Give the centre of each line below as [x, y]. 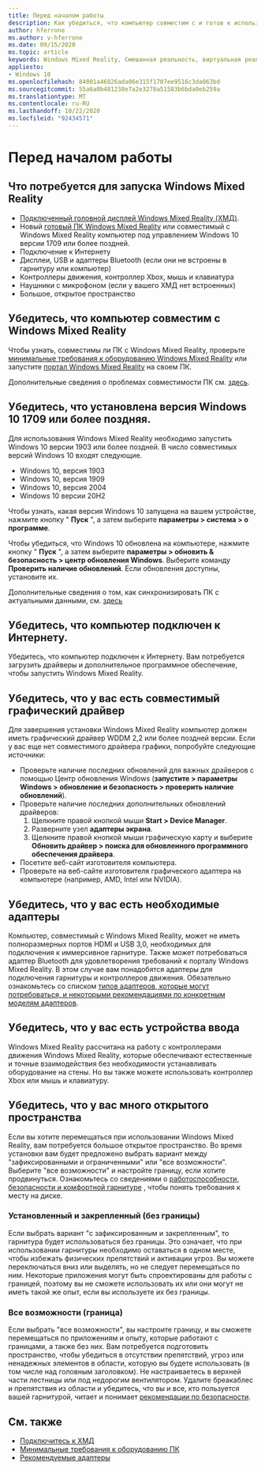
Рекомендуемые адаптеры [65, 1457]
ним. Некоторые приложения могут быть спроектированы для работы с [130, 1275]
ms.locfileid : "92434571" [50, 119]
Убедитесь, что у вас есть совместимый [114, 698]
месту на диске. [35, 1196]
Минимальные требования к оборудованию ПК [99, 1449]
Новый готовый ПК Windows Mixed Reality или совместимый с [125, 226]
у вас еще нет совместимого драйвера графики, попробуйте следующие [132, 746]
